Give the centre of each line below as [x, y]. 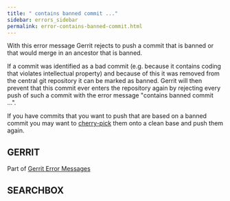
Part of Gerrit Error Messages [49, 169]
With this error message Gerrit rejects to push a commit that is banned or [111, 46]
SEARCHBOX [35, 190]
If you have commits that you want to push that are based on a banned [107, 116]
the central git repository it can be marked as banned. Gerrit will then [105, 81]
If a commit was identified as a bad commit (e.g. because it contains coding [114, 67]
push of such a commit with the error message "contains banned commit [111, 95]
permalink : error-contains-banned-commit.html [75, 26]
